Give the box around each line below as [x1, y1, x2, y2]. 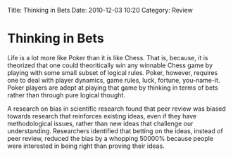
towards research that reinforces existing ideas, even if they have [7, 111, 197, 120]
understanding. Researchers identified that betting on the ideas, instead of [7, 126, 223, 135]
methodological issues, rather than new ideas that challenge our [7, 119, 194, 128]
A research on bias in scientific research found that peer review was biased [7, 104, 227, 113]
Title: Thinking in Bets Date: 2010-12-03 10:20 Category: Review [7, 6, 194, 14]
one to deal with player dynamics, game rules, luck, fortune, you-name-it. [7, 76, 220, 84]
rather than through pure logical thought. [7, 90, 125, 99]
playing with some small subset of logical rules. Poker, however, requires [7, 68, 218, 76]
